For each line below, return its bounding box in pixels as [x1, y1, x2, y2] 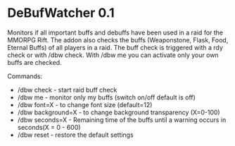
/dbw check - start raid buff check [17, 85, 118, 94]
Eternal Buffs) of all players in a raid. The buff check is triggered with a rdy [7, 43, 224, 51]
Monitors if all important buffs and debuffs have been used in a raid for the [7, 28, 224, 37]
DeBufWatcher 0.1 [7, 5, 115, 21]
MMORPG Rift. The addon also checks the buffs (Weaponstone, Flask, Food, [7, 35, 229, 44]
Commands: [7, 72, 43, 80]
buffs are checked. [7, 58, 62, 66]
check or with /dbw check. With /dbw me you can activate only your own [7, 51, 220, 59]
